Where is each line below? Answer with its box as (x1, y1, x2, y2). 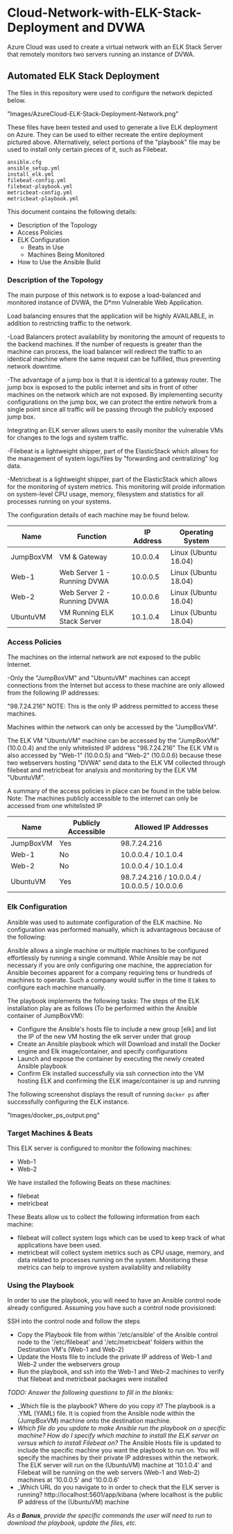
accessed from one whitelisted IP (7, 802, 103, 810)
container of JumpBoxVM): (7, 1011, 85, 1019)
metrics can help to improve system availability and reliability (17, 1263, 192, 1271)
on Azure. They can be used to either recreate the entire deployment (7, 130, 203, 138)
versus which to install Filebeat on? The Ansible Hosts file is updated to (17, 1439, 222, 1447)
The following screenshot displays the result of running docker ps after (7, 1090, 209, 1098)
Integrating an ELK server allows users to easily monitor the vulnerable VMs (7, 426, 224, 435)
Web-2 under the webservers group (17, 1360, 120, 1369)
